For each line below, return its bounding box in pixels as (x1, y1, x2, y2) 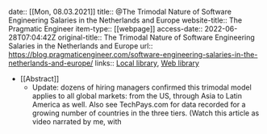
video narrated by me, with (31, 117, 122, 126)
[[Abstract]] (19, 74, 60, 83)
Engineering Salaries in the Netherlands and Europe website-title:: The (8, 15, 243, 25)
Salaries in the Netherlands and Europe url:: (8, 41, 153, 51)
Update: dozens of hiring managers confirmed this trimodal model (31, 82, 252, 92)
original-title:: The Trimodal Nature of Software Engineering (57, 32, 256, 42)
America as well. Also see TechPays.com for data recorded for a (31, 100, 246, 109)
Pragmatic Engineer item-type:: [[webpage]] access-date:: (8, 24, 203, 33)
